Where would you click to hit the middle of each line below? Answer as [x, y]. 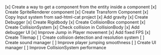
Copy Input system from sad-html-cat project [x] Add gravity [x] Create [77, 17]
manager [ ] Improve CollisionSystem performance [56, 48]
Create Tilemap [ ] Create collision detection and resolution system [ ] [75, 37]
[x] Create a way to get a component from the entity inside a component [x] [81, 7]
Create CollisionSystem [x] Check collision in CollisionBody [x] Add [72, 27]
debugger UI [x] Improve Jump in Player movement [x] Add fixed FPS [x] [78, 32]
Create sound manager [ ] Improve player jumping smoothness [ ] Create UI [81, 42]
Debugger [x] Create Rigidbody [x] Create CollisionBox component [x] [75, 22]
